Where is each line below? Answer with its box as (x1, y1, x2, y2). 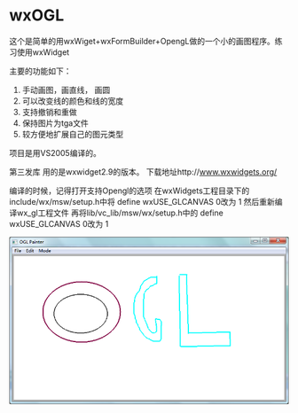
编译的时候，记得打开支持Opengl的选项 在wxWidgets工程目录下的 (9, 185, 250, 196)
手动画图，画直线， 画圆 (21, 84, 111, 95)
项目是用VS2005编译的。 (9, 147, 102, 158)
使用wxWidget (16, 46, 70, 58)
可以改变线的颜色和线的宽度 (21, 95, 124, 106)
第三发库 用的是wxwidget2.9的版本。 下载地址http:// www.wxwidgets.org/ (9, 166, 278, 177)
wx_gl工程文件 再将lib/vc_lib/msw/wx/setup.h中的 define (16, 207, 223, 218)
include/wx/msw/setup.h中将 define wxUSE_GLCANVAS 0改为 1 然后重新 (9, 196, 275, 206)
